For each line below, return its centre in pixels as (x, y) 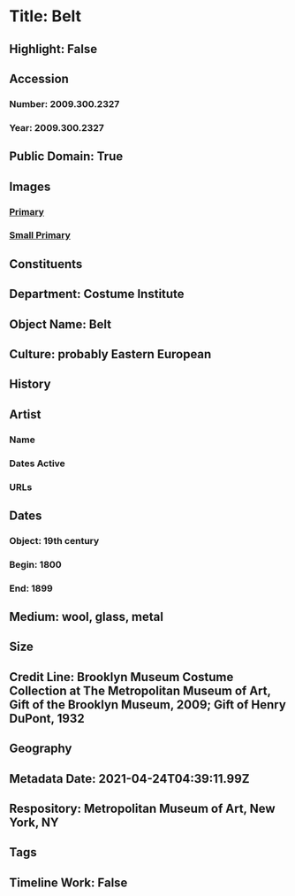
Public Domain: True (66, 157)
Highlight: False (53, 49)
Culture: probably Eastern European (110, 354)
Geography (41, 749)
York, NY (34, 823)
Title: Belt (45, 16)
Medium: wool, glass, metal (86, 617)
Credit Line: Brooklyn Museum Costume (121, 677)
